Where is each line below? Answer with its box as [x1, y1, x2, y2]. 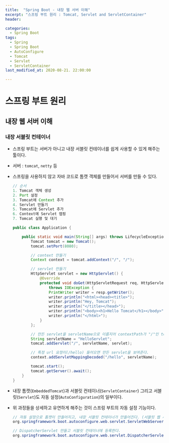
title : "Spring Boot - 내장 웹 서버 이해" [5, 7, 91, 13]
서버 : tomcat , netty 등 [12, 163, 58, 168]
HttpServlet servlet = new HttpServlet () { [31, 271, 123, 277]
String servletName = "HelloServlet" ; [31, 336, 112, 341]
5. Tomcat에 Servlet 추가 [12, 207, 64, 212]
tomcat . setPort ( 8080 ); [31, 243, 78, 249]
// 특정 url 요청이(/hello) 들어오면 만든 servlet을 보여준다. [31, 350, 149, 355]
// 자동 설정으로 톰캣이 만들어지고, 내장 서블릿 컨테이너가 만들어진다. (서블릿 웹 [12, 414, 160, 420]
